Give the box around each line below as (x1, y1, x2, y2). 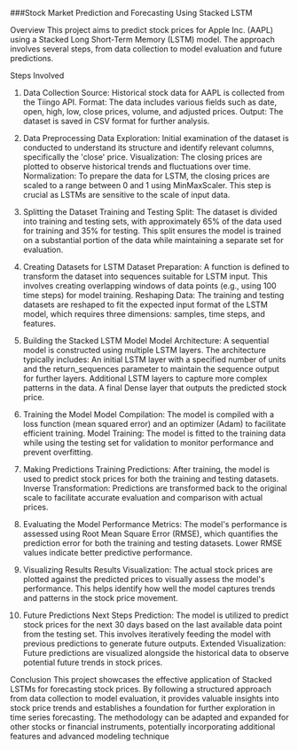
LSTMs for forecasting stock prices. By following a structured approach (10, 683, 271, 694)
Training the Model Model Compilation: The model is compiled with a (22, 409, 274, 420)
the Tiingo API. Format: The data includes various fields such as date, (22, 97, 278, 107)
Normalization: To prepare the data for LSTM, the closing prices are (22, 170, 271, 181)
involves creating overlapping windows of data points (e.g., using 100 (22, 280, 278, 291)
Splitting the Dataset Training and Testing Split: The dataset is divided (22, 207, 278, 217)
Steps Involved (10, 70, 65, 81)
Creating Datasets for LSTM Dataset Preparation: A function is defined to (22, 262, 290, 272)
